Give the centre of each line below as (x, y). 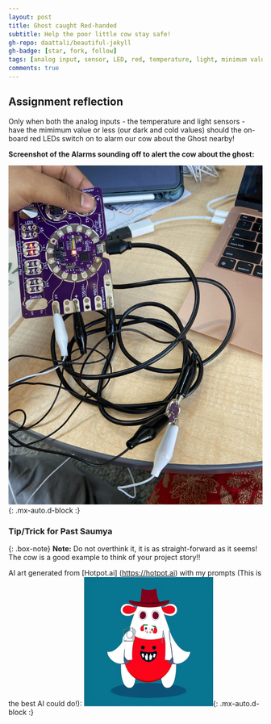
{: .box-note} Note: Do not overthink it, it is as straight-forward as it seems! (133, 548)
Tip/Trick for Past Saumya (60, 531)
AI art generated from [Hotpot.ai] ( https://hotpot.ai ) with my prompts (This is (135, 572)
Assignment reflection (66, 102)
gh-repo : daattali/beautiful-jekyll (70, 43)
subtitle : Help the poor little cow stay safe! (90, 34)
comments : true (34, 69)
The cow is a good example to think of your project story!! (104, 557)
